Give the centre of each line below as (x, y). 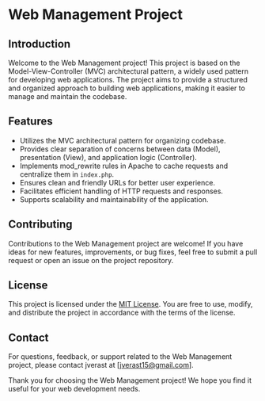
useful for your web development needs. (74, 389)
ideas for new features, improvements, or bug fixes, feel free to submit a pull (133, 252)
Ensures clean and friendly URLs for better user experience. (117, 182)
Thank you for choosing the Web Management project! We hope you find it (130, 380)
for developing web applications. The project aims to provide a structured (128, 80)
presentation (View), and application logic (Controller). (108, 157)
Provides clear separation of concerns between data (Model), (120, 149)
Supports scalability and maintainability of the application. (114, 199)
